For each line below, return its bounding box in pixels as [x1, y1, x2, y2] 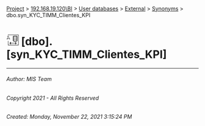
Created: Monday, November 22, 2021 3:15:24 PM [6, 113, 132, 121]
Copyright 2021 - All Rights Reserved [6, 94, 99, 102]
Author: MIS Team [6, 75, 52, 83]
